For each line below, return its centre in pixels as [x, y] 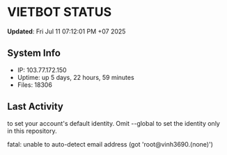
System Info [34, 53]
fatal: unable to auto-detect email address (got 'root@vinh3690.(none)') [110, 144]
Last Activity [36, 107]
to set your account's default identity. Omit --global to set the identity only [114, 123]
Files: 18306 [34, 85]
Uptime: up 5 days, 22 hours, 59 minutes [76, 77]
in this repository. [32, 131]
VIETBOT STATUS [60, 12]
